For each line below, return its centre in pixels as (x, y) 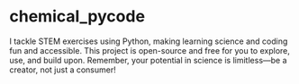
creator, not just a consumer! (63, 70)
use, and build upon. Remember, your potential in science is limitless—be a (148, 60)
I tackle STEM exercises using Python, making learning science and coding (149, 41)
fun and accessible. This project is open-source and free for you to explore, (150, 50)
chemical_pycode (77, 17)
